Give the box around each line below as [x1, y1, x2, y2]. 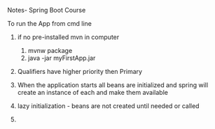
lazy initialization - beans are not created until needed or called [17, 102, 200, 110]
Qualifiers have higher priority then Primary [17, 68, 142, 75]
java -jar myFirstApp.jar [27, 54, 96, 62]
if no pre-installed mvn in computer [17, 33, 120, 41]
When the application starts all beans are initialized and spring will [17, 81, 209, 89]
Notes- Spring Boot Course [7, 6, 86, 14]
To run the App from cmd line [7, 20, 92, 27]
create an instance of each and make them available [17, 89, 168, 96]
